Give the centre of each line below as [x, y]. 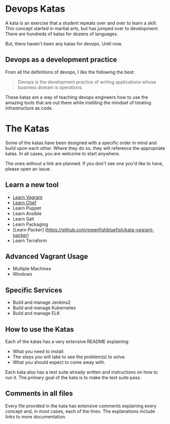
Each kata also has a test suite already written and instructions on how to [82, 372]
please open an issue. [28, 169]
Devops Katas [35, 9]
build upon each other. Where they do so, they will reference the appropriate [85, 148]
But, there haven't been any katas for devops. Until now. [64, 43]
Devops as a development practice [61, 60]
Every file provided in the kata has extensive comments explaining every [81, 406]
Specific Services [34, 290]
